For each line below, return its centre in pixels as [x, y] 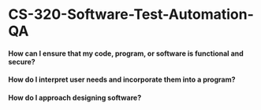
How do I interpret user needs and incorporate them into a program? [122, 79]
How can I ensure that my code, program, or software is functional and [126, 53]
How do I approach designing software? [75, 97]
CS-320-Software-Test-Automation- [131, 15]
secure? [22, 61]
